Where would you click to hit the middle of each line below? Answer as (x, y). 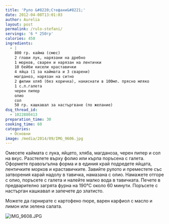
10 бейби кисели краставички (45, 67)
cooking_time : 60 (24, 124)
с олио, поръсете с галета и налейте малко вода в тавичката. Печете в (83, 180)
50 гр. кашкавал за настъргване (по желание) (64, 105)
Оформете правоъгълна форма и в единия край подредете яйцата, (79, 164)
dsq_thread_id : (21, 110)
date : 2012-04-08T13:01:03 (34, 15)
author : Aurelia (22, 19)
